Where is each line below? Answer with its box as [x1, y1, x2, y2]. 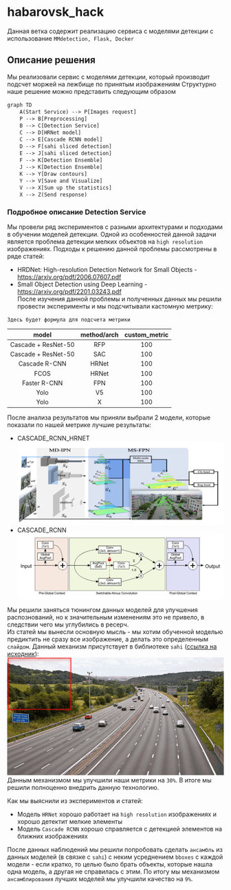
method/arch [80, 330, 119, 339]
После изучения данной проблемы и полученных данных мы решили [16, 295, 222, 304]
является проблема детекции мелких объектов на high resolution [7, 237, 203, 246]
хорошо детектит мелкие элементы [16, 817, 122, 825]
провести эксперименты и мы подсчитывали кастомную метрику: [16, 302, 213, 310]
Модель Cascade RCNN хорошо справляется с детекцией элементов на [16, 824, 222, 833]
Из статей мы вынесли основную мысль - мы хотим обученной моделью [7, 627, 223, 635]
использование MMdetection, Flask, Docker [7, 34, 134, 42]
